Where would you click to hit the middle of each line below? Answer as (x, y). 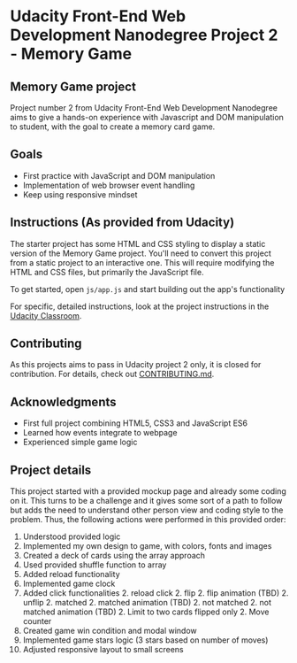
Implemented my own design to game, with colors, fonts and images (147, 546)
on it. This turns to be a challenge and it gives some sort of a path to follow (146, 501)
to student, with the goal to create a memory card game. (113, 127)
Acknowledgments (64, 401)
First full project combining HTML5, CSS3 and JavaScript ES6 (135, 423)
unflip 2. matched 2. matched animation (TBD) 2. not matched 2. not (147, 603)
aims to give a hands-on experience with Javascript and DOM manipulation (147, 117)
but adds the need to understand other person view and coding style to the (147, 510)
